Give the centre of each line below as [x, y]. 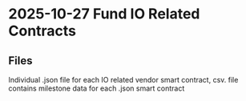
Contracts [42, 31]
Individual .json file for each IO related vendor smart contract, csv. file [123, 80]
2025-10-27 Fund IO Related [104, 14]
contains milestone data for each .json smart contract [97, 88]
